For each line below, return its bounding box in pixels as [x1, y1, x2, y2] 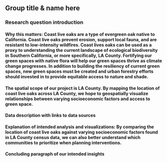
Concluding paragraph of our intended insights [5, 151, 105, 157]
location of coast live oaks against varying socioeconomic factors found [5, 129, 158, 135]
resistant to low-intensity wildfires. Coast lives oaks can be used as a [5, 42, 152, 48]
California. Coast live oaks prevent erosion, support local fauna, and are [5, 36, 157, 42]
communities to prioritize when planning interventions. [5, 140, 122, 146]
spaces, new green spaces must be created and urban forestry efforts [5, 68, 154, 74]
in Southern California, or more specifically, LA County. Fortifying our [5, 52, 152, 58]
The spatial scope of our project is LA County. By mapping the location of [5, 85, 160, 91]
